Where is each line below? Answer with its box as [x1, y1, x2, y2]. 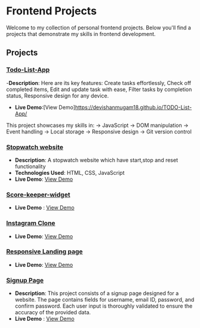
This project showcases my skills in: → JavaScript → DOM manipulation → [6, 122, 189, 129]
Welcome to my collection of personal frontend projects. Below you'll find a [6, 24, 191, 31]
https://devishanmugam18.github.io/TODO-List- [75, 104, 192, 111]
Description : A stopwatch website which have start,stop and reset [14, 156, 178, 163]
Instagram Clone [6, 219, 56, 227]
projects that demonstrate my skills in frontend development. [6, 30, 156, 37]
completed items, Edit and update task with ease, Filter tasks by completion [6, 86, 192, 93]
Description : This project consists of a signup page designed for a [14, 290, 179, 297]
